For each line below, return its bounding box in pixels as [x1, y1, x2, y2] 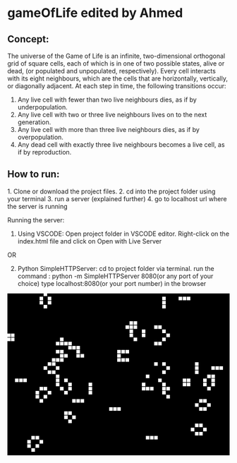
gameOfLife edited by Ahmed [7, 5, 183, 21]
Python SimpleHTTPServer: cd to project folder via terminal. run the [17, 264, 215, 272]
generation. [17, 118, 51, 126]
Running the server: [7, 215, 65, 224]
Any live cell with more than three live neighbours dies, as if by [17, 126, 200, 133]
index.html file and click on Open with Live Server [17, 236, 162, 245]
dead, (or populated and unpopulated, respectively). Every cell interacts [7, 67, 217, 75]
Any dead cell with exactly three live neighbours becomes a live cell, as [17, 140, 225, 149]
